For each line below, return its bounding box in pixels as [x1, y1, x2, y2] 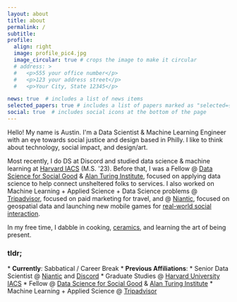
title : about [7, 17, 46, 24]
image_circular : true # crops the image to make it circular [13, 57, 197, 64]
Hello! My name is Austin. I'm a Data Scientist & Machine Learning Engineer [7, 128, 227, 137]
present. [7, 231, 32, 239]
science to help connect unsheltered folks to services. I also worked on [7, 179, 214, 187]
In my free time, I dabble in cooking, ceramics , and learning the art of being [7, 223, 226, 231]
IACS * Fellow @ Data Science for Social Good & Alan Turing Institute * [7, 279, 213, 288]
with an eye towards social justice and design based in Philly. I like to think [7, 135, 224, 144]
